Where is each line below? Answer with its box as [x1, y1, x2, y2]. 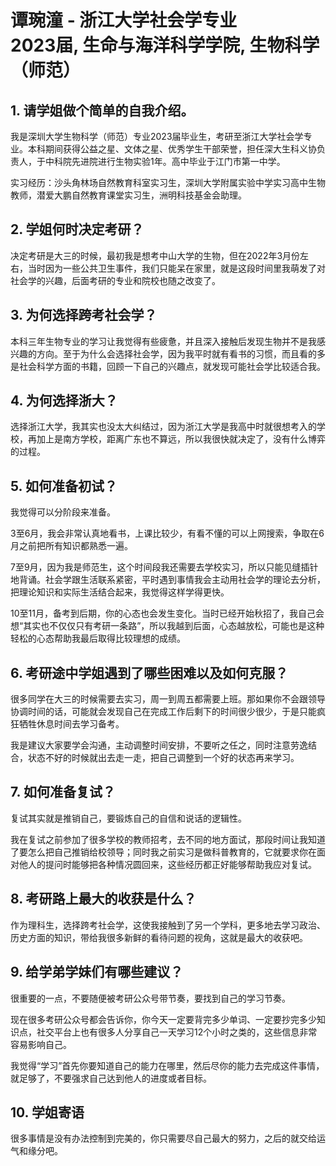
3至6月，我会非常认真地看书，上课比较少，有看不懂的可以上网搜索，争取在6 [10, 527, 325, 540]
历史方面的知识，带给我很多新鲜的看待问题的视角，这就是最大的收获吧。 [10, 931, 308, 943]
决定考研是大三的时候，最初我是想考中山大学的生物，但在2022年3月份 [10, 249, 301, 261]
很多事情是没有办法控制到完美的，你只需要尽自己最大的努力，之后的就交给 [10, 1132, 317, 1145]
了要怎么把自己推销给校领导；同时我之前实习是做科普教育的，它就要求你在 [10, 846, 317, 858]
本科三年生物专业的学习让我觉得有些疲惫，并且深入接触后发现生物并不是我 [10, 335, 317, 347]
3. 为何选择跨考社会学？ [10, 307, 158, 324]
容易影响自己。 [10, 1038, 72, 1050]
